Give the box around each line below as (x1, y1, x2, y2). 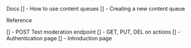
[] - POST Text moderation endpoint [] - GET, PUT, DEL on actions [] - (6, 28, 181, 35)
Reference (6, 17, 32, 23)
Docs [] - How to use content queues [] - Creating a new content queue (6, 5, 186, 12)
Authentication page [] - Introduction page (6, 35, 112, 41)
